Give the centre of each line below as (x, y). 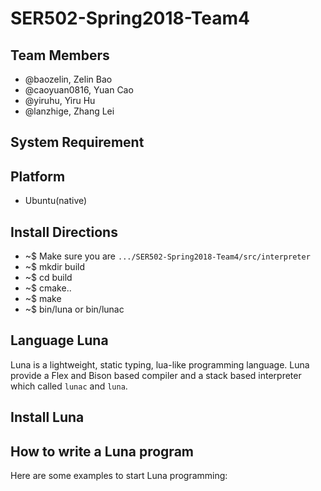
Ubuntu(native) (56, 201)
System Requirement (77, 142)
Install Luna (47, 417)
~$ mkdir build (54, 267)
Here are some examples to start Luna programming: (119, 476)
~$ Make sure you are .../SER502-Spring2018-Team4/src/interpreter (167, 256)
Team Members (60, 55)
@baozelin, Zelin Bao (68, 79)
